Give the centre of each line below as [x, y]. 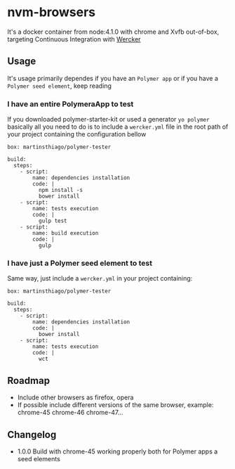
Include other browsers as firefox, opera [75, 397]
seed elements [39, 458]
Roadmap [29, 380]
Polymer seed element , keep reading [60, 86]
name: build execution [66, 233]
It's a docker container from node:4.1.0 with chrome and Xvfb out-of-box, [113, 32]
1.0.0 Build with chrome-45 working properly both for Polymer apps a [117, 451]
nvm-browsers [52, 12]
